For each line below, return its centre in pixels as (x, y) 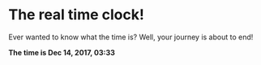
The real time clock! (76, 15)
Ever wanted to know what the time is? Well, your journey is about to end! (131, 37)
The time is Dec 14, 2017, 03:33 (62, 52)
